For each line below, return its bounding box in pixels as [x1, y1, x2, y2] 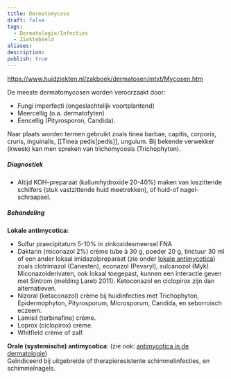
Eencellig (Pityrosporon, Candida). [17, 116, 116, 124]
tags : [7, 23, 23, 30]
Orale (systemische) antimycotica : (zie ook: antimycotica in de [7, 341, 189, 350]
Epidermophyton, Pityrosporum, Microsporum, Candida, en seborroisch [17, 298, 222, 307]
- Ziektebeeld [13, 36, 54, 43]
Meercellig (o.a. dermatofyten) [17, 108, 105, 117]
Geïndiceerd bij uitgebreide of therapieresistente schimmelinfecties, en [7, 356, 210, 365]
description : [7, 49, 45, 56]
